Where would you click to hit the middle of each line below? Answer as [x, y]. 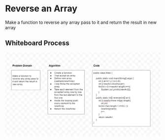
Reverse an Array [41, 9]
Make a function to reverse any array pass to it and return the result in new [81, 22]
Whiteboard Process [37, 43]
